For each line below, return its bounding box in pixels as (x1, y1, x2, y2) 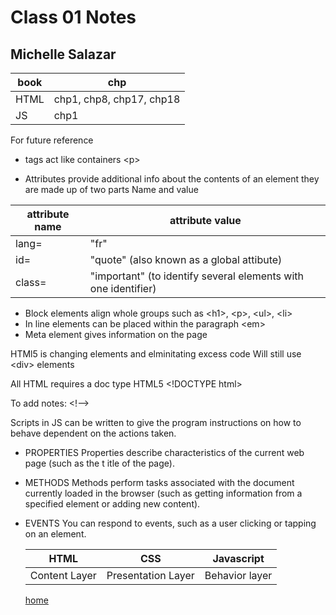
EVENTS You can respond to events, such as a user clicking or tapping (24, 517, 317, 529)
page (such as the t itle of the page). (24, 457, 175, 469)
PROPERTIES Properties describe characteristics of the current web (24, 447, 305, 458)
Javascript (212, 552, 265, 565)
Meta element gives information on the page (24, 329, 208, 340)
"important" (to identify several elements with (89, 269, 305, 283)
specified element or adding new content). (24, 498, 201, 510)
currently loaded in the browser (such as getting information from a (24, 487, 303, 499)
